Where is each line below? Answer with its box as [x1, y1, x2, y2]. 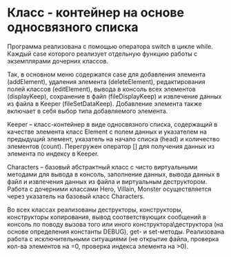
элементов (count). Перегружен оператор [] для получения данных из [7, 142, 215, 150]
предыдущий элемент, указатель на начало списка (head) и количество [7, 134, 220, 143]
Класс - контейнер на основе [7, 5, 185, 21]
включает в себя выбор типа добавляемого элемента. [7, 107, 168, 115]
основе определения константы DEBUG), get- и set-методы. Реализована [7, 227, 225, 236]
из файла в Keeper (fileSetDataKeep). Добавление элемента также [7, 99, 202, 107]
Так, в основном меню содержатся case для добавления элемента [7, 70, 205, 79]
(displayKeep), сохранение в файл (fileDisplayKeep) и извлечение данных [7, 92, 222, 101]
